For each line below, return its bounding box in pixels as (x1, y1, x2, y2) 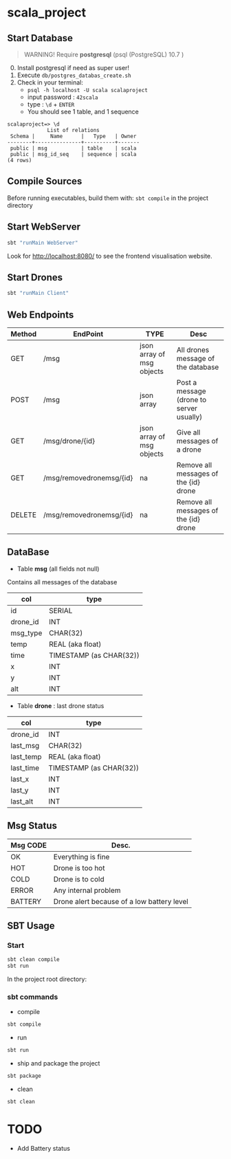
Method (10, 329, 37, 338)
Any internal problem (53, 885, 122, 895)
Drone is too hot (53, 863, 105, 872)
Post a (176, 378, 197, 387)
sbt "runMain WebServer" (7, 239, 78, 246)
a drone (176, 445, 201, 454)
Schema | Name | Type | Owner (10, 133, 137, 140)
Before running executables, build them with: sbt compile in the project (7, 194, 208, 202)
